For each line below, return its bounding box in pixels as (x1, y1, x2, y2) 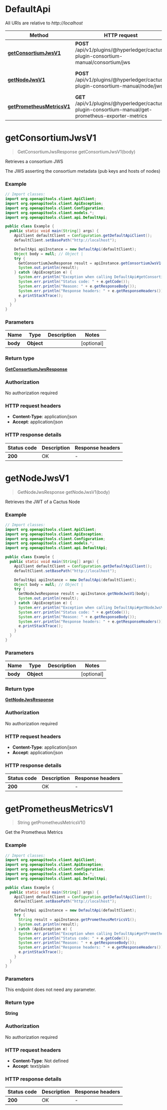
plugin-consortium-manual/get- (75, 106, 153, 113)
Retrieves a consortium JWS (5, 158, 64, 164)
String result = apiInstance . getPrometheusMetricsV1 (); (18, 917, 137, 922)
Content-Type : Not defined (12, 1058, 69, 1064)
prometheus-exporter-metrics (75, 112, 148, 119)
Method (29, 31, 49, 38)
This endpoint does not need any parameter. (5, 987, 96, 993)
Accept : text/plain (12, 1063, 50, 1069)
